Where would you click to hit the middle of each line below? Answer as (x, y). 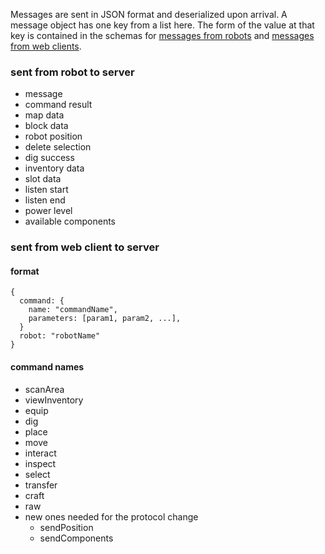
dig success (49, 158)
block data (46, 126)
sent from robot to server (72, 72)
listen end (45, 200)
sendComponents (76, 538)
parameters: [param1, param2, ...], (105, 319)
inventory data (54, 168)
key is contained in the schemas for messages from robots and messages (162, 35)
